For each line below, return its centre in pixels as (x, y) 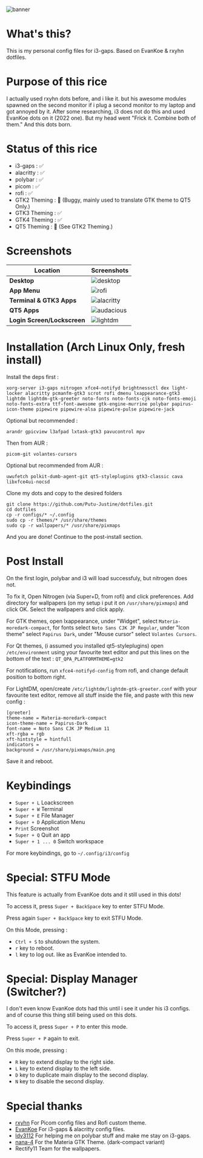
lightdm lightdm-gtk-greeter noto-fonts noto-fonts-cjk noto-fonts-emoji (101, 399)
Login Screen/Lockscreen (47, 320)
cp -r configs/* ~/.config (40, 515)
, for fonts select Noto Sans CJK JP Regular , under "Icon (119, 627)
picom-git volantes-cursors (42, 454)
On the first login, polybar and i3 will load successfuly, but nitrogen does (97, 578)
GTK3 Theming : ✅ (38, 213)
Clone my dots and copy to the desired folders (64, 493)
